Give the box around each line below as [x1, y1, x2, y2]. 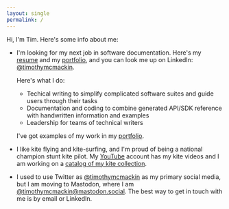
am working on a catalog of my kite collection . [16, 159, 147, 167]
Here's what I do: [16, 76, 65, 84]
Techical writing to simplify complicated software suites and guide [26, 89, 214, 98]
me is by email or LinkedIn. [16, 194, 93, 202]
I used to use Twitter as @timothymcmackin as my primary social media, [16, 172, 221, 181]
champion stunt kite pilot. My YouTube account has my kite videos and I [16, 152, 219, 161]
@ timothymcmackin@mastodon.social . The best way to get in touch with [16, 187, 223, 195]
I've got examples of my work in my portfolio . [16, 131, 145, 140]
